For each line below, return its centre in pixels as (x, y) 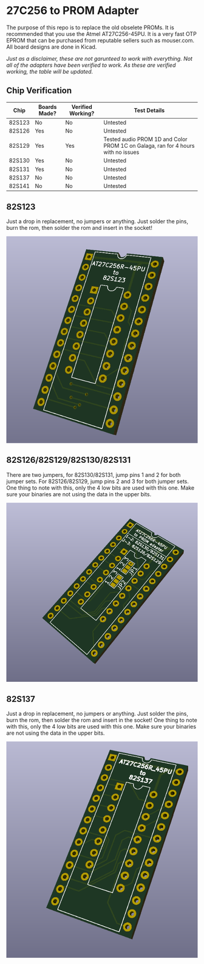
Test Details (149, 110)
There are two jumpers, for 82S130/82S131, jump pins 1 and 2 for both (93, 474)
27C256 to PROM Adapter (73, 11)
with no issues (121, 152)
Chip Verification (39, 91)
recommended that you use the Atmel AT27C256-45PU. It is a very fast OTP (102, 33)
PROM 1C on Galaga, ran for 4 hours (149, 146)
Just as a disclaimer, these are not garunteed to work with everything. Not (100, 58)
